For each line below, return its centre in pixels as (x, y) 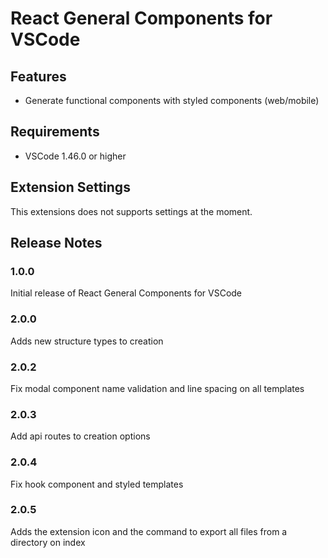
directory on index (48, 542)
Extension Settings (70, 187)
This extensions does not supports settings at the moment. (131, 211)
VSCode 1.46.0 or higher (75, 156)
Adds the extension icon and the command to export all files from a (149, 531)
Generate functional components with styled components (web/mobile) (172, 100)
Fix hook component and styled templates (97, 484)
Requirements (55, 132)
